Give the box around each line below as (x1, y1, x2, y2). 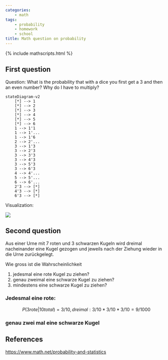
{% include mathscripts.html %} (5, 50, 73, 56)
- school (14, 31, 33, 36)
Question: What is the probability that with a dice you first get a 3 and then (5, 79, 163, 85)
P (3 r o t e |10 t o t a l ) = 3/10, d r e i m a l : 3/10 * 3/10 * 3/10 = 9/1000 (22, 306, 151, 312)
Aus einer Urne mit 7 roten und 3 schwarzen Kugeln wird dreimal (5, 240, 142, 247)
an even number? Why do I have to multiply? (5, 84, 99, 90)
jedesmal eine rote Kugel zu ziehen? (12, 271, 90, 277)
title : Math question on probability (5, 36, 86, 42)
